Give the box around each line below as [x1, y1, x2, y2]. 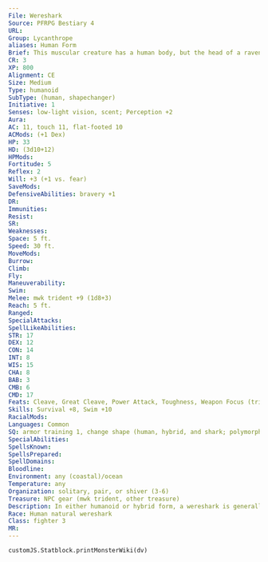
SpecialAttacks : [8, 317, 62, 325]
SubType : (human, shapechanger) [8, 94, 116, 102]
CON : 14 [8, 346, 34, 354]
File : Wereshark [8, 11, 62, 20]
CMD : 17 [8, 391, 34, 399]
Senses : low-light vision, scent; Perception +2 [8, 109, 173, 117]
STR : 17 [8, 331, 34, 340]
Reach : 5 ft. [8, 301, 52, 309]
